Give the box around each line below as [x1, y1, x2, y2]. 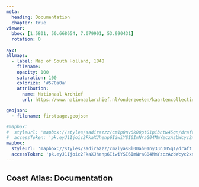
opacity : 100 [17, 69, 49, 75]
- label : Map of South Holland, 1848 [11, 58, 105, 64]
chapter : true [11, 20, 46, 26]
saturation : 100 [17, 75, 57, 81]
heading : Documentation [11, 14, 70, 20]
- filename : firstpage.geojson [11, 113, 89, 119]
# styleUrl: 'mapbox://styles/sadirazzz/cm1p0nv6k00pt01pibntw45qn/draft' [6, 129, 197, 135]
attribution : [17, 85, 49, 92]
